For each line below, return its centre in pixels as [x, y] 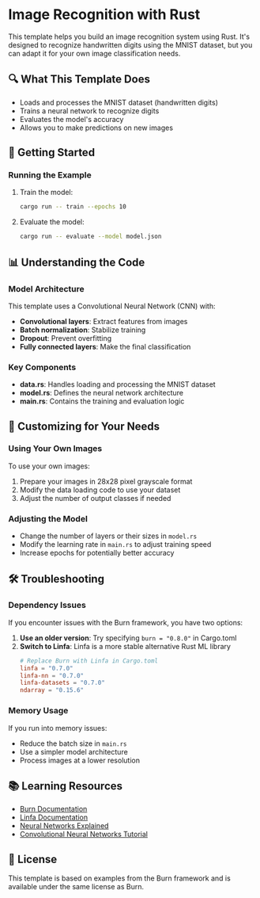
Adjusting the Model [48, 518]
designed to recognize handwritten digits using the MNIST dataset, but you [130, 44]
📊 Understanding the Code [77, 262]
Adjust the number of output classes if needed [95, 498]
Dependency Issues [47, 606]
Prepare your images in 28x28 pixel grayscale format [106, 481]
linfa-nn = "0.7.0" [52, 675]
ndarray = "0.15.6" [52, 690]
